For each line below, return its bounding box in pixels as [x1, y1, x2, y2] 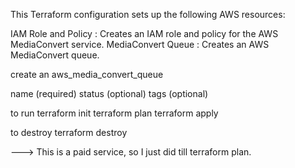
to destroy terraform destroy [10, 127, 128, 138]
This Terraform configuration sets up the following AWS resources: [10, 9, 286, 20]
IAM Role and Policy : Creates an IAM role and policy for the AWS [10, 28, 279, 39]
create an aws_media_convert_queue [10, 69, 164, 80]
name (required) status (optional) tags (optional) [10, 88, 209, 99]
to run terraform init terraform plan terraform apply [10, 107, 219, 119]
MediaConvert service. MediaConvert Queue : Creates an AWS [10, 39, 270, 50]
